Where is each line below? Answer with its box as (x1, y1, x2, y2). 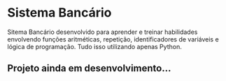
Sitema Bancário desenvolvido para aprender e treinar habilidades (7, 28, 198, 36)
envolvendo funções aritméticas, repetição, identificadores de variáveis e (7, 35, 219, 43)
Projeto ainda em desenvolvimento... (7, 62, 171, 74)
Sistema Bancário (7, 5, 112, 21)
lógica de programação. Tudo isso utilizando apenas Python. (7, 42, 182, 51)
